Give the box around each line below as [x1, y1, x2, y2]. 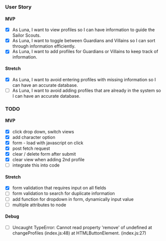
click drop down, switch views [12, 128, 74, 134]
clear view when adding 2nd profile [12, 157, 85, 163]
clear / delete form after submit [12, 151, 76, 157]
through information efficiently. [12, 43, 76, 49]
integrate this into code [12, 162, 60, 168]
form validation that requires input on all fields [12, 185, 107, 191]
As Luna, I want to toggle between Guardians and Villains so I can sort [12, 38, 156, 44]
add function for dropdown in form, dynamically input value [12, 196, 134, 202]
